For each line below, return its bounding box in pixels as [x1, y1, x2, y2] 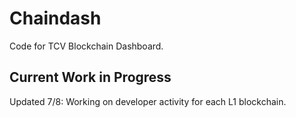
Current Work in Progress [9, 69, 172, 86]
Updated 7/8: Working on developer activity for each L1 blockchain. [9, 95, 287, 107]
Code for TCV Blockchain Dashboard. [9, 40, 164, 52]
